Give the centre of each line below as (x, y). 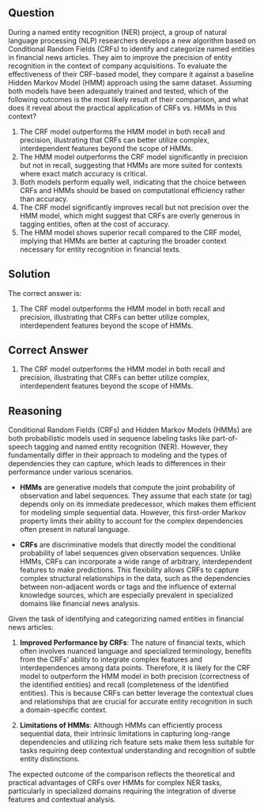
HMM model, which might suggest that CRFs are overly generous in (130, 215)
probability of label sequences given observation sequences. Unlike (130, 553)
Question (31, 13)
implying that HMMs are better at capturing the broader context (123, 241)
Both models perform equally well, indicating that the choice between (133, 182)
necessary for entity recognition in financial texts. (100, 249)
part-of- (225, 438)
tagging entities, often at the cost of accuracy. (94, 224)
